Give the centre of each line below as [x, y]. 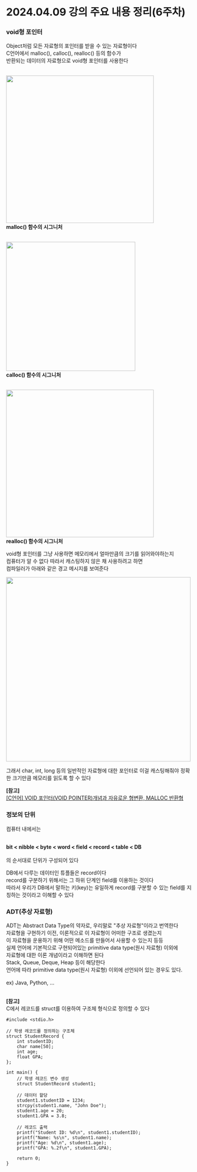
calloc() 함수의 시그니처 [34, 375]
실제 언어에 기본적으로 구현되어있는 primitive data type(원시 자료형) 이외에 [92, 948]
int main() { [22, 1073]
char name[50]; [35, 1047]
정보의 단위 [21, 815]
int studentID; [35, 1042]
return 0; [29, 1158]
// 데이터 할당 [32, 1095]
